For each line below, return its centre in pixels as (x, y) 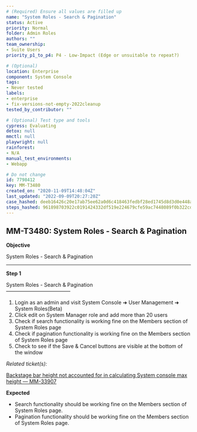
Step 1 (14, 273)
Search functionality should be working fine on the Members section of (101, 404)
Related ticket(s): (27, 364)
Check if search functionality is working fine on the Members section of (101, 322)
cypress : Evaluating (31, 126)
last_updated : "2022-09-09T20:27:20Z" (53, 196)
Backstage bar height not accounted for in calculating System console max (97, 375)
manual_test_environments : (39, 158)
